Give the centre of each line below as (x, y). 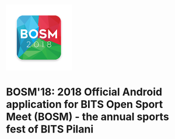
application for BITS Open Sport (85, 105)
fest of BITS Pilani (50, 129)
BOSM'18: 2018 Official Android (84, 92)
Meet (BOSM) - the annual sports (87, 117)
